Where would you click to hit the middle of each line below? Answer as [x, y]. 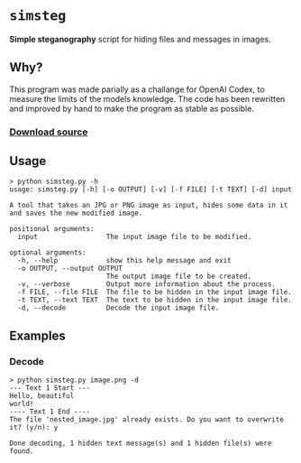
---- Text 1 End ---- [50, 412]
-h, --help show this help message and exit [124, 261]
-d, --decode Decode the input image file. [119, 308]
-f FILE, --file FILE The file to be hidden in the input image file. [155, 292]
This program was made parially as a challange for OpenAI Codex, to [137, 89]
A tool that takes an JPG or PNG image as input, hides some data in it [149, 206]
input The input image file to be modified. [135, 237]
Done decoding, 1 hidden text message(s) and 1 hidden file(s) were [141, 444]
